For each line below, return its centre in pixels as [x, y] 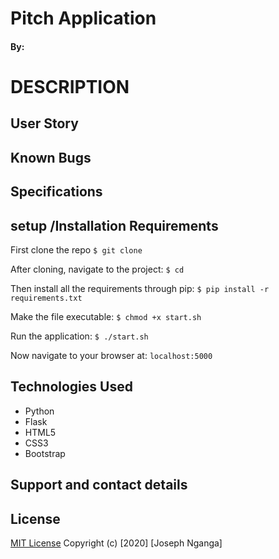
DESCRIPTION [70, 86]
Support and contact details [99, 485]
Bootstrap [45, 453]
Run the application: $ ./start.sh [79, 336]
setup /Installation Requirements [114, 225]
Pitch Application [83, 18]
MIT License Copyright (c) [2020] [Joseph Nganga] [116, 543]
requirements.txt [46, 298]
